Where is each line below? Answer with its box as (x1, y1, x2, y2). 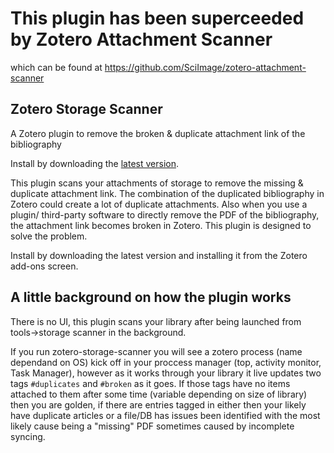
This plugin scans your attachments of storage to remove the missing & (10, 177, 304, 189)
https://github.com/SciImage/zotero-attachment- (104, 61, 307, 73)
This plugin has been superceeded (10, 7, 305, 30)
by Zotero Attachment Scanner (10, 28, 273, 51)
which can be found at (10, 61, 103, 73)
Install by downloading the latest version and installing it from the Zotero (10, 249, 308, 261)
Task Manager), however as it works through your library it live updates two (10, 367, 322, 379)
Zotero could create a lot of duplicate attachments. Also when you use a (10, 198, 308, 210)
